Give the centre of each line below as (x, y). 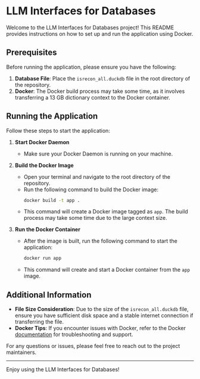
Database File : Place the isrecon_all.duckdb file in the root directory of (102, 78)
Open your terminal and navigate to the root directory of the (97, 176)
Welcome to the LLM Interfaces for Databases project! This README (90, 27)
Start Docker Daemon (42, 142)
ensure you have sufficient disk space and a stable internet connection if (104, 316)
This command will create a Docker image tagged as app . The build (106, 212)
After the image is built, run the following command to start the (100, 241)
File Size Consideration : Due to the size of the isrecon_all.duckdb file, (101, 309)
